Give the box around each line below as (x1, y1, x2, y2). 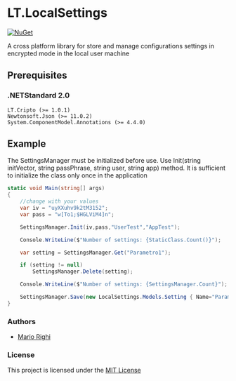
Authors (7, 316, 37, 326)
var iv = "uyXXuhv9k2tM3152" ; (20, 205, 109, 212)
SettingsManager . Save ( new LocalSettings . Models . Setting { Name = (20, 293, 212, 301)
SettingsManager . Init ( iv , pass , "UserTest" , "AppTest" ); (20, 223, 181, 231)
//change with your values (20, 198, 99, 205)
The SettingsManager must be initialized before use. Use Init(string (7, 156, 202, 165)
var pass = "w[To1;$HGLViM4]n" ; (20, 210, 114, 218)
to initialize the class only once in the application (7, 171, 147, 180)
